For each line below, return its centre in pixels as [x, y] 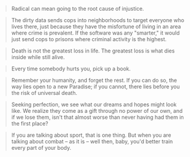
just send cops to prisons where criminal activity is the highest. [89, 39]
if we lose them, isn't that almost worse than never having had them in [97, 117]
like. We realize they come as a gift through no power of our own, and [97, 111]
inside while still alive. [38, 57]
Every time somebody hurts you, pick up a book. [71, 69]
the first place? [30, 124]
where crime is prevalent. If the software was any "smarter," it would [95, 33]
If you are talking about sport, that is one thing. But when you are [91, 135]
